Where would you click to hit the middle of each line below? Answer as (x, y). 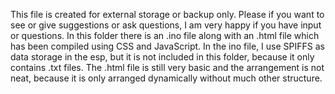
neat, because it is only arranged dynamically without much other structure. (166, 78)
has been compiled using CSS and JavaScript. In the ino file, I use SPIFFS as (167, 46)
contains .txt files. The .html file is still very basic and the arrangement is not (167, 67)
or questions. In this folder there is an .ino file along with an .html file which (165, 35)
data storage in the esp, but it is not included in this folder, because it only (162, 57)
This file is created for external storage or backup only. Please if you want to (167, 14)
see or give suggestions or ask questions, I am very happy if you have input (166, 25)
